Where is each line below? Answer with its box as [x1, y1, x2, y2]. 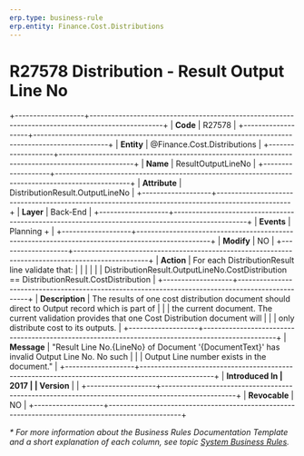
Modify [221, 235, 251, 246]
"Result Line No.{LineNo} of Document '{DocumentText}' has [51, 342, 280, 352]
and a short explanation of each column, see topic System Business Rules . [9, 437, 290, 448]
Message [9, 342, 45, 352]
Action [160, 255, 187, 266]
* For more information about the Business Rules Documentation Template [9, 427, 289, 438]
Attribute [142, 178, 177, 189]
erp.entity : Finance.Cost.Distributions [9, 22, 165, 31]
